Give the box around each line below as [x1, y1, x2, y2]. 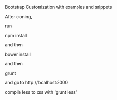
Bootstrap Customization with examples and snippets [5, 4, 112, 10]
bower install [5, 51, 31, 57]
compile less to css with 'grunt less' [5, 89, 77, 95]
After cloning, [5, 14, 33, 19]
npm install [5, 33, 27, 38]
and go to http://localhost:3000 [5, 80, 68, 85]
